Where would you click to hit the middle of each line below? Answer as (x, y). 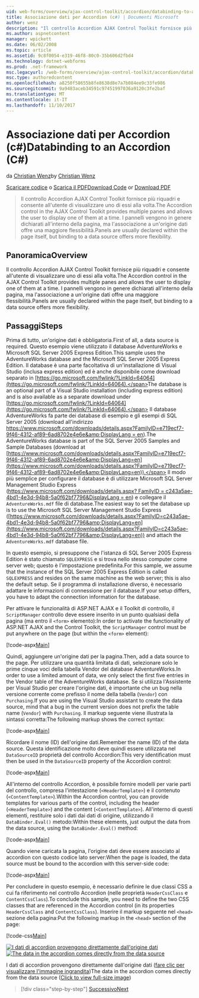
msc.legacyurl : (25, 72)
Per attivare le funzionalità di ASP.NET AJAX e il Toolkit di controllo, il (90, 609)
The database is (167, 384)
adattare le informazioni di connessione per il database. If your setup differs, (99, 591)
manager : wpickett (29, 39)
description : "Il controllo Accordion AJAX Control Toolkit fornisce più (99, 28)
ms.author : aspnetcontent (38, 34)
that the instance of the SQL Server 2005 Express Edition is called (86, 572)
